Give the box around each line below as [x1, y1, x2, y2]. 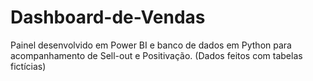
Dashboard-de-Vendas [10, 6, 206, 29]
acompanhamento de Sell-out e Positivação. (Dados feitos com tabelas [10, 49, 303, 61]
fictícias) [10, 60, 47, 72]
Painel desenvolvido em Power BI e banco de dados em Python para [10, 39, 292, 51]
